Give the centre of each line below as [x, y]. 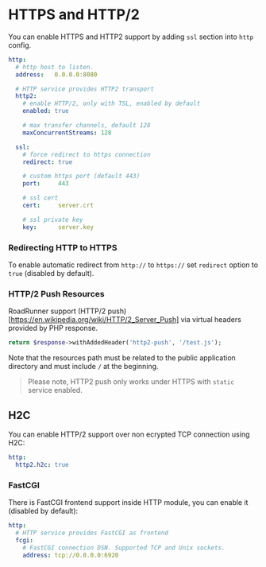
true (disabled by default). [51, 273]
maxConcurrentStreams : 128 [67, 133]
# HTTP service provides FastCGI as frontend [92, 533]
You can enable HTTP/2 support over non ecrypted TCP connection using [129, 434]
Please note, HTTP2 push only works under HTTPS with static [131, 382]
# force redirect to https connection [87, 154]
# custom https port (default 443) [81, 177]
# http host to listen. [54, 67]
